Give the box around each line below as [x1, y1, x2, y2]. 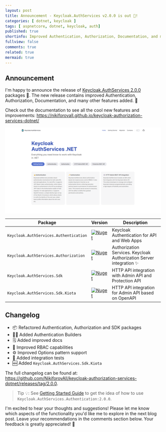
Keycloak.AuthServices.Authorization [7, 253, 85, 258]
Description [123, 219, 148, 225]
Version [91, 219, 108, 225]
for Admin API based [112, 290, 154, 296]
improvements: [5, 112, 36, 118]
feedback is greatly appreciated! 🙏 [5, 421, 75, 427]
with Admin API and [112, 272, 152, 278]
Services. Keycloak [112, 249, 151, 255]
